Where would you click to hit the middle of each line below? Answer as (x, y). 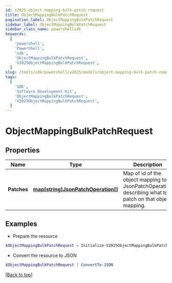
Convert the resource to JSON (45, 255)
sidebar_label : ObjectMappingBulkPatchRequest (56, 24)
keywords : (16, 34)
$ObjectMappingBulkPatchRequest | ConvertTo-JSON (59, 265)
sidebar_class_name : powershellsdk (43, 29)
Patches (18, 189)
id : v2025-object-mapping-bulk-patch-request (55, 10)
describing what (142, 192)
